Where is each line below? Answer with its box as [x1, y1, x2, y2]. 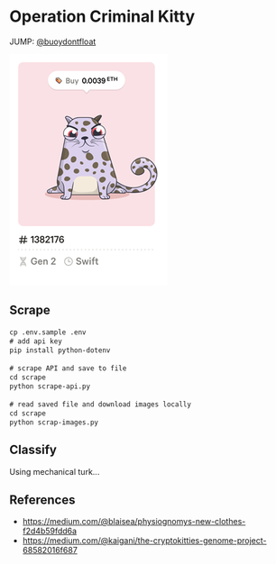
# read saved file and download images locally [9, 399, 192, 409]
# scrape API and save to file [9, 363, 127, 373]
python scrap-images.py [9, 417, 99, 427]
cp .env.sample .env [9, 327, 87, 337]
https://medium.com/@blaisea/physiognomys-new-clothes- [22, 516, 246, 527]
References [9, 492, 76, 507]
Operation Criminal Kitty [9, 6, 196, 27]
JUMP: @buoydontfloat [9, 36, 97, 47]
